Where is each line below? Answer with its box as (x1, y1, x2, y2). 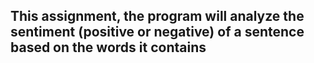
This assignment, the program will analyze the (10, 8, 305, 25)
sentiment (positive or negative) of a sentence (10, 24, 305, 41)
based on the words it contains (10, 39, 207, 56)
